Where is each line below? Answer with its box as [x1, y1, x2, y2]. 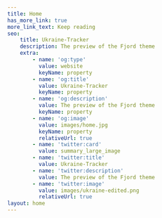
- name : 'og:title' [32, 75, 90, 83]
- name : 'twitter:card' [32, 141, 102, 148]
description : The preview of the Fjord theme [20, 43, 156, 50]
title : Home [7, 10, 42, 18]
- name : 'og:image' [32, 115, 90, 122]
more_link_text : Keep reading [7, 23, 96, 30]
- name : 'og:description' [32, 96, 109, 103]
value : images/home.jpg [38, 121, 109, 129]
